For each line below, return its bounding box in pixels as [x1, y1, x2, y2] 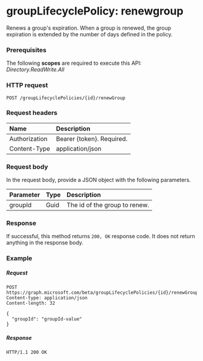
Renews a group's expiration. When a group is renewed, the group [6, 24, 171, 31]
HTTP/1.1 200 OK [6, 350, 47, 356]
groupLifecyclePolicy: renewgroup [6, 4, 184, 18]
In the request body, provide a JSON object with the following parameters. [6, 177, 192, 184]
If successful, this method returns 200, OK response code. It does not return [6, 233, 195, 240]
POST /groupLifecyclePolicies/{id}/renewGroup [6, 95, 126, 101]
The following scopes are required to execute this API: [6, 59, 142, 67]
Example [6, 254, 33, 262]
